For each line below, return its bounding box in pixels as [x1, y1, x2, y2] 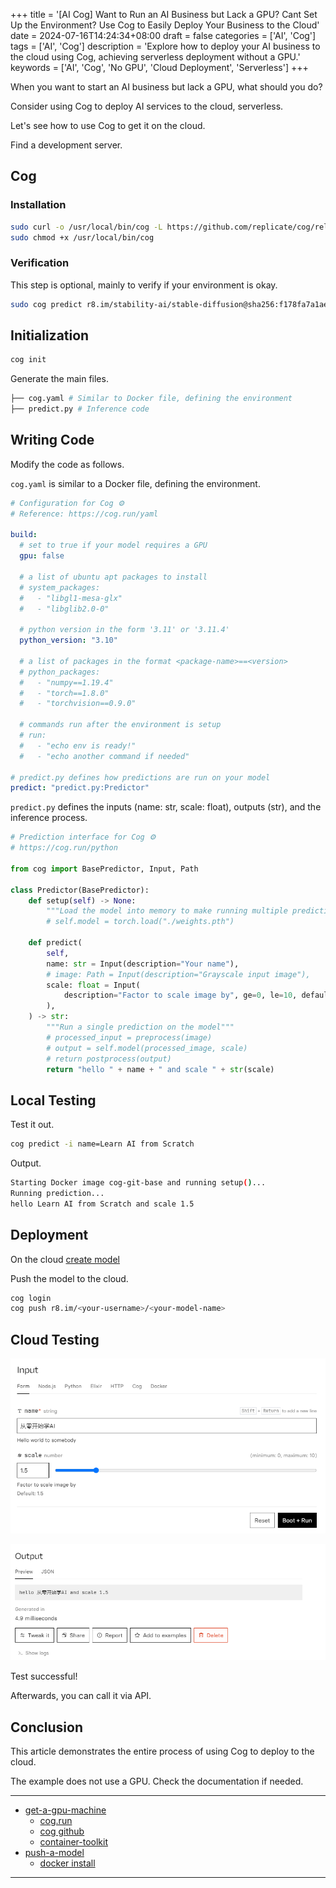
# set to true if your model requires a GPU [19, 540, 208, 551]
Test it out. [10, 1119, 55, 1131]
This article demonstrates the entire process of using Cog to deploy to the [10, 1745, 315, 1758]
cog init [10, 355, 47, 365]
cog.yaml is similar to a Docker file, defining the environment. [10, 477, 261, 489]
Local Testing [10, 1092, 97, 1109]
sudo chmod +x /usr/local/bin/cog [10, 232, 155, 243]
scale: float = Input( [46, 980, 141, 990]
